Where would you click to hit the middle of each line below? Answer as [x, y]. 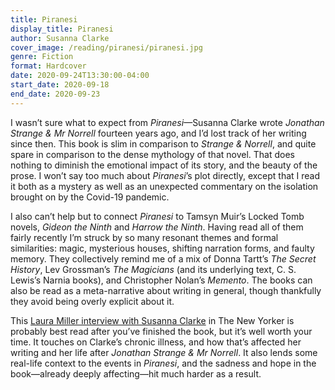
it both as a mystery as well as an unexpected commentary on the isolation [164, 186]
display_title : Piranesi [62, 29]
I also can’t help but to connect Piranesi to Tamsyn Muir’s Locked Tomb [157, 216]
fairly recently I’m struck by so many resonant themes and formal [144, 237]
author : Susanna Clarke [60, 38]
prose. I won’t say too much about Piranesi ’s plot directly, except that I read [165, 175]
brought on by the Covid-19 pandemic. [90, 197]
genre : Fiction [42, 57]
